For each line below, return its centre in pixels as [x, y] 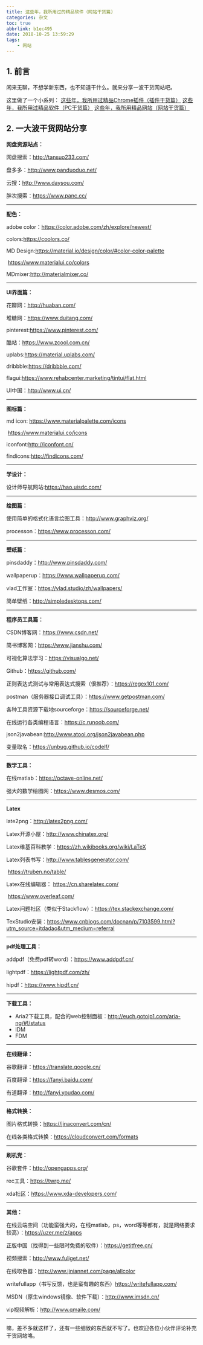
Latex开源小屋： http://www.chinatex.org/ [57, 833]
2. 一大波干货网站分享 [47, 128]
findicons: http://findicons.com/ [45, 456]
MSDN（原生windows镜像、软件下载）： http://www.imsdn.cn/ [83, 1297]
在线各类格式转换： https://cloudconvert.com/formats [72, 1137]
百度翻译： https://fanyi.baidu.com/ [50, 1079]
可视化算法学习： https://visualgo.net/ [53, 658]
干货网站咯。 [22, 1335]
